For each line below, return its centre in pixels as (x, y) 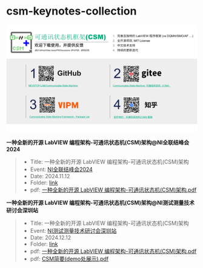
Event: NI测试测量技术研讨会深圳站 (73, 231)
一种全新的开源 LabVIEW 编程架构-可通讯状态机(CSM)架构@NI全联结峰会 (98, 142)
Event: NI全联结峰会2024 (61, 169)
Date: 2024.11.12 (50, 176)
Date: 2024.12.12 (51, 238)
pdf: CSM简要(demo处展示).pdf (69, 259)
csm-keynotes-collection (72, 11)
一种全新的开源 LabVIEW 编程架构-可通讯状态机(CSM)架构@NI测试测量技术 (101, 203)
